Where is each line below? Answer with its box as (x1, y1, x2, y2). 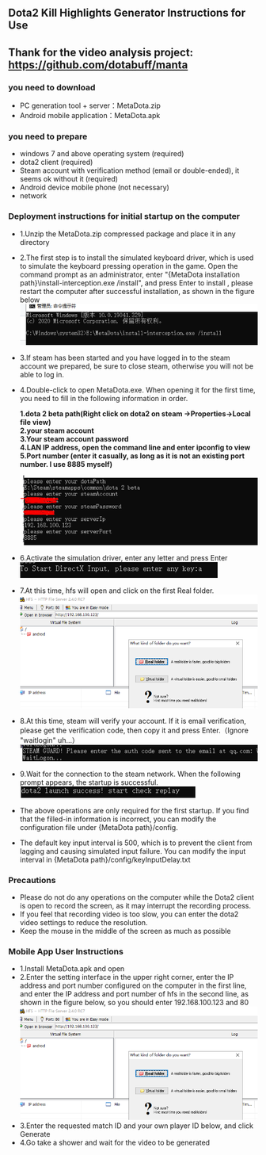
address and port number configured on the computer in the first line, (19, 981, 247, 990)
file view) (19, 418, 51, 427)
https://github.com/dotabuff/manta (8, 58, 188, 71)
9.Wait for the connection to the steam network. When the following (19, 769, 241, 778)
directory (19, 237, 50, 247)
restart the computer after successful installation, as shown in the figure (19, 286, 255, 296)
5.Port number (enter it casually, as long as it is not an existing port (19, 451, 245, 461)
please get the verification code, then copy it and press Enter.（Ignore (19, 725, 249, 736)
